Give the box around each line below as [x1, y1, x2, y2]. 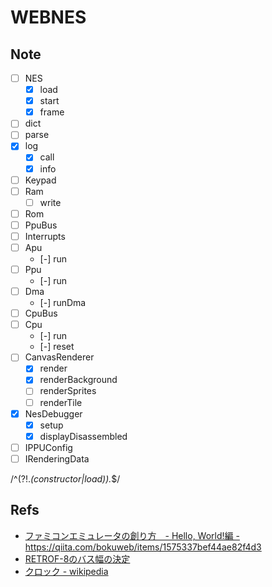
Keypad [24, 174, 57, 186]
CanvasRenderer [24, 351, 95, 363]
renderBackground [39, 374, 118, 386]
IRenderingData [24, 452, 90, 465]
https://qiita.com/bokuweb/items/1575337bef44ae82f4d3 [24, 541, 262, 553]
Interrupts [24, 230, 66, 242]
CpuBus [24, 307, 58, 320]
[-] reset [39, 341, 75, 353]
